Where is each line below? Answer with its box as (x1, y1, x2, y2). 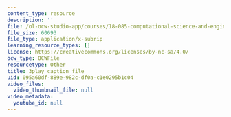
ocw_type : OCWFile (7, 55, 60, 62)
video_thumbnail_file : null (13, 87, 94, 94)
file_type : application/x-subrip (7, 36, 103, 43)
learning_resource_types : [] (7, 42, 91, 49)
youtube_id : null (13, 100, 63, 107)
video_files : (7, 81, 45, 87)
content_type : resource (7, 10, 76, 17)
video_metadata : (7, 94, 54, 100)
